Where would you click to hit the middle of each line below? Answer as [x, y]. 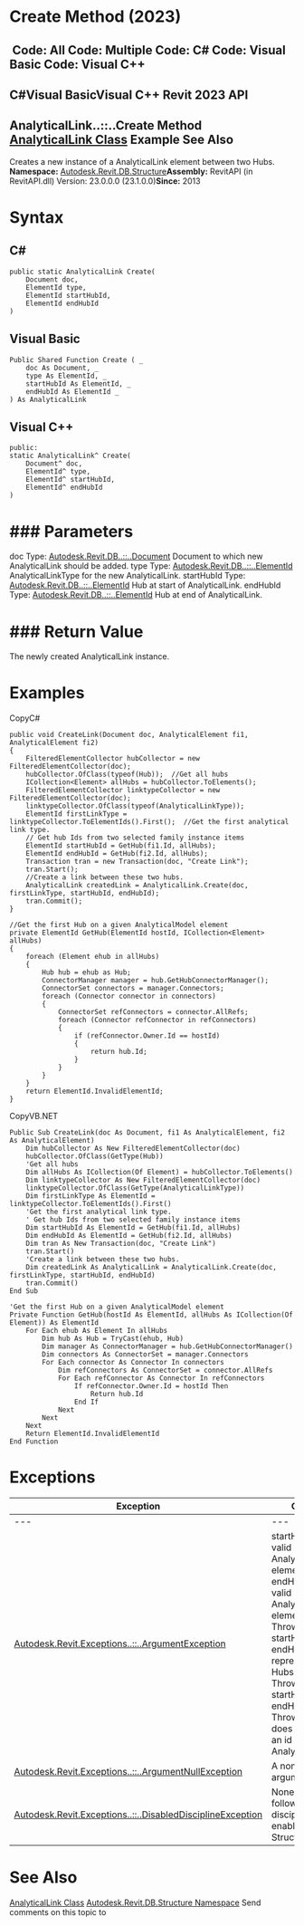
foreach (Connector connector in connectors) [129, 997]
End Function [34, 1442]
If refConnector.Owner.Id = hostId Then [151, 1386]
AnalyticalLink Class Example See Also [121, 140]
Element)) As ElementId [54, 1323]
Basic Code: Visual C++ [78, 64]
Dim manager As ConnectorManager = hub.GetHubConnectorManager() [168, 1346]
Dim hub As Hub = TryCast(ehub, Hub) [113, 1339]
